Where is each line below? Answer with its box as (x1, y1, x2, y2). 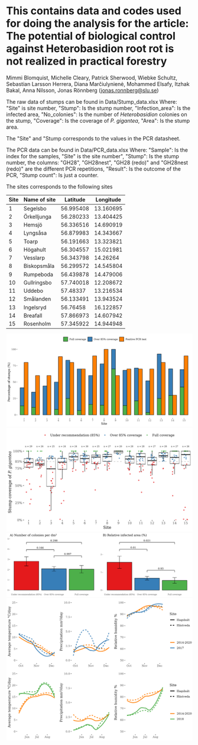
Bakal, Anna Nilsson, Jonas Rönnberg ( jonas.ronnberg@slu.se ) (6, 87, 159, 94)
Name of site (23, 196, 56, 203)
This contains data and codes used (6, 4, 181, 18)
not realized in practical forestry (6, 55, 167, 68)
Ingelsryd (23, 303, 47, 311)
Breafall (23, 312, 43, 319)
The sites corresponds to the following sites (6, 183, 113, 190)
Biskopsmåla (23, 263, 55, 270)
